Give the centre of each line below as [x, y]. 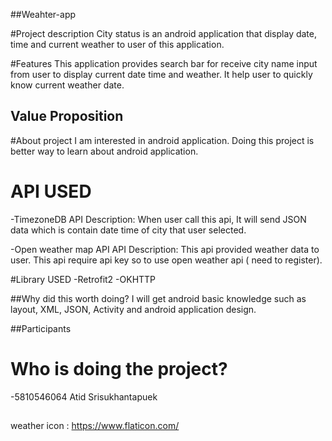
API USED [51, 191]
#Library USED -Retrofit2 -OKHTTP [83, 279]
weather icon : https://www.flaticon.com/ [95, 426]
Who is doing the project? [119, 368]
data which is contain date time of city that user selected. [128, 230]
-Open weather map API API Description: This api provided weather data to [165, 249]
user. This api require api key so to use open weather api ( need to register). [166, 260]
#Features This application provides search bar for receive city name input [164, 63]
